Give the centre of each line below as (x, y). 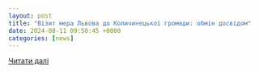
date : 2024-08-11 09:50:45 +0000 (65, 30)
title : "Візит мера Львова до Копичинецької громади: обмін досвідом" (130, 23)
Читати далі (29, 61)
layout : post (30, 16)
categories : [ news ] (41, 38)
